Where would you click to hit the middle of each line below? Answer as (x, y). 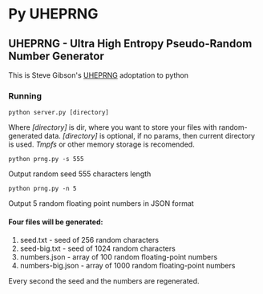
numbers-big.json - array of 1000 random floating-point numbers (127, 265)
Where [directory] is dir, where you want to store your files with (113, 127)
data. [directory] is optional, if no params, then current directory (149, 136)
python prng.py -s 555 (46, 159)
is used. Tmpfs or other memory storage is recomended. (101, 144)
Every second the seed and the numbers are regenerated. (104, 280)
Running (25, 95)
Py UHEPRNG (53, 14)
